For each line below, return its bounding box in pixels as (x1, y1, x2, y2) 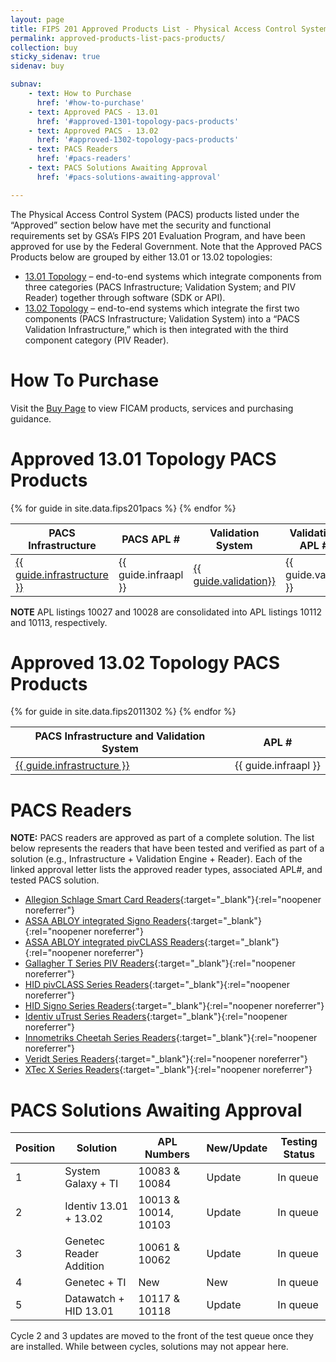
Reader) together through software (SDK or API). (24, 291, 226, 303)
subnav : (10, 79, 43, 90)
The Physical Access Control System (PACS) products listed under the (10, 208, 300, 220)
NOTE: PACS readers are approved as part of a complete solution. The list (10, 832, 315, 844)
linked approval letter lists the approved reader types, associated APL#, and (10, 864, 323, 876)
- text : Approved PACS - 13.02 (28, 126, 159, 136)
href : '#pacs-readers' (36, 154, 132, 164)
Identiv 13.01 (64, 1199, 129, 1213)
